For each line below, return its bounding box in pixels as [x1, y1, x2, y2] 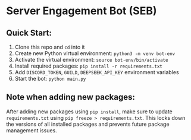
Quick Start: [6, 28, 52, 38]
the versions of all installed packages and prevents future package [6, 120, 170, 128]
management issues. [6, 126, 58, 134]
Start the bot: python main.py [14, 75, 86, 82]
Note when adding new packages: [6, 92, 136, 102]
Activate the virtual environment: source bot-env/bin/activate [14, 56, 168, 63]
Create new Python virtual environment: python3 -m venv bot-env [14, 50, 176, 57]
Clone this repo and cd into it [14, 43, 85, 50]
